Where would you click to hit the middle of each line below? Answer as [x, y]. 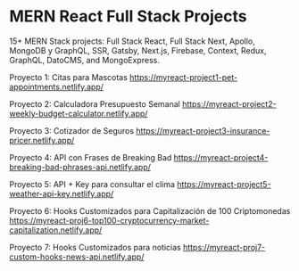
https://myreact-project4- [221, 157]
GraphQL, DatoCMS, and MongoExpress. [85, 60]
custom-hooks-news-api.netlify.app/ [77, 257]
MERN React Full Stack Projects [128, 16]
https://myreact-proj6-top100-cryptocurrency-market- [109, 220]
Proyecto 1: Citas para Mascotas [68, 77]
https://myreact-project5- [224, 184]
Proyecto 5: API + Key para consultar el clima [92, 184]
